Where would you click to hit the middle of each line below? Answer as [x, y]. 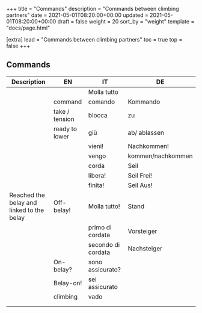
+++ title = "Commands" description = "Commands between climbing [93, 9]
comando [102, 102]
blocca [98, 115]
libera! [97, 175]
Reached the [27, 195]
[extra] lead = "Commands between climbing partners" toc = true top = [94, 39]
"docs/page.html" [28, 28]
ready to [65, 129]
